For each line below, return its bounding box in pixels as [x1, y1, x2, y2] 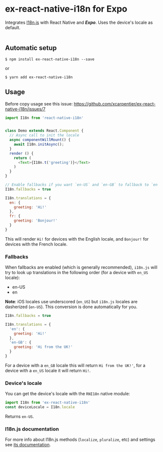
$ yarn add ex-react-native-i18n [5, 74, 73, 80]
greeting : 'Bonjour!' [14, 218, 57, 223]
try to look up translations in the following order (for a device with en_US [5, 270, 148, 276]
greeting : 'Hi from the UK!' [14, 345, 73, 349]
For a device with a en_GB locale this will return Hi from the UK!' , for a [5, 362, 146, 368]
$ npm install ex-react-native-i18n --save [5, 57, 95, 62]
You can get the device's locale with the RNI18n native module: [5, 391, 130, 397]
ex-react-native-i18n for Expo [5, 3, 127, 15]
